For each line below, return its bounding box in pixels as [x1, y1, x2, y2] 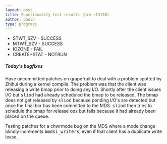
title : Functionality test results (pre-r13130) [5, 12, 109, 17]
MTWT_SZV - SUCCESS [12, 41, 63, 47]
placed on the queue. [5, 113, 49, 119]
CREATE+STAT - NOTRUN [12, 52, 67, 58]
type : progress [5, 21, 37, 27]
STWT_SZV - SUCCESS [12, 35, 62, 41]
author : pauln [5, 17, 35, 22]
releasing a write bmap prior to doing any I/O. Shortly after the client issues [5, 86, 161, 92]
